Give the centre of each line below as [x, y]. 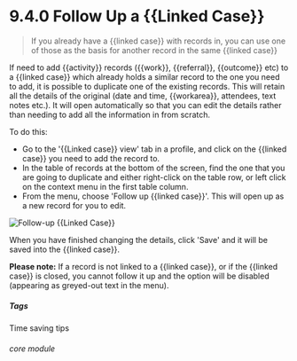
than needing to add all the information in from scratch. [110, 114]
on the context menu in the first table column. [105, 186]
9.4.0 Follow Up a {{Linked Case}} [137, 16]
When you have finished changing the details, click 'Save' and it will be [139, 239]
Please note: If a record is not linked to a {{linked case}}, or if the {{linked [144, 266]
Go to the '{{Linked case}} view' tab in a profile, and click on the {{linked [154, 149]
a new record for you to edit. [74, 205]
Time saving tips [39, 328]
